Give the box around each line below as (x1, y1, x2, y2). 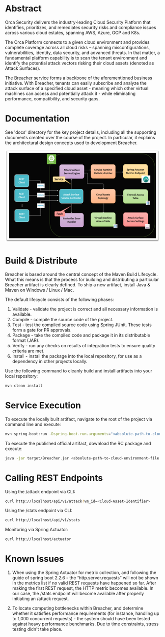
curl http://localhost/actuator (5, 537, 71, 542)
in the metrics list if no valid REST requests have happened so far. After (12, 580, 157, 586)
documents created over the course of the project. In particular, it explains (5, 134, 156, 140)
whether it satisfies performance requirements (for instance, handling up (12, 610, 160, 616)
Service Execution (5, 400, 81, 411)
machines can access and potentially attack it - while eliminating (5, 91, 136, 96)
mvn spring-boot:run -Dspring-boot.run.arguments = (5, 431, 111, 436)
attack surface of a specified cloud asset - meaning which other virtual (5, 85, 149, 91)
